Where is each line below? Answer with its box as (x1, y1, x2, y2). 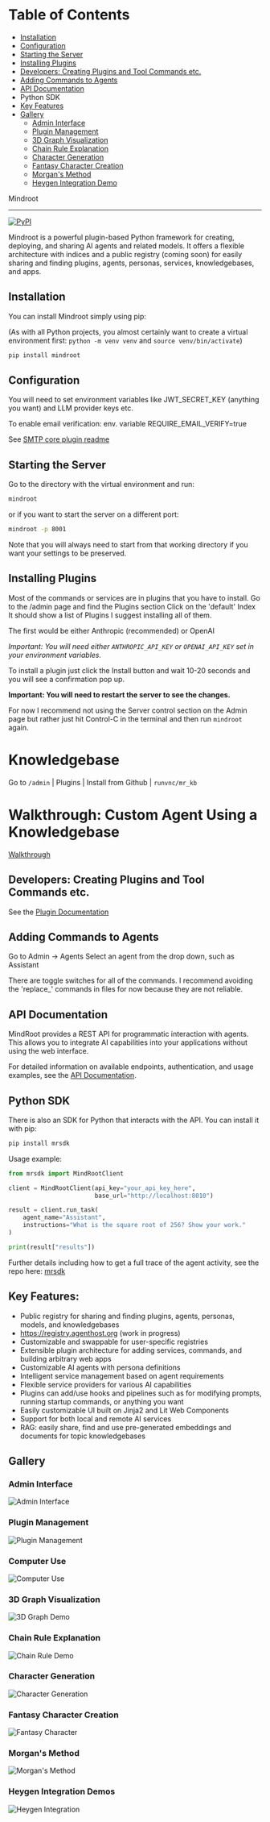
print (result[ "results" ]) (8, 1243, 95, 1251)
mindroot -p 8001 (8, 526, 67, 534)
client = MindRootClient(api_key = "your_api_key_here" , (8, 1183, 196, 1192)
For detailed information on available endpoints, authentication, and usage (8, 1062, 255, 1071)
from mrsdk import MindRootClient (8, 1169, 125, 1178)
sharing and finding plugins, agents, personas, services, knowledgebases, (8, 258, 255, 268)
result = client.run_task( (8, 1206, 99, 1214)
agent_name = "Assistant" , (22, 1213, 106, 1222)
